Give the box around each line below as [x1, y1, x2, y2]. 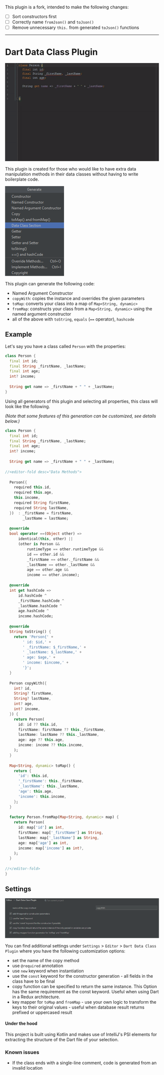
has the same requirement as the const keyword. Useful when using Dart [12, 989, 159, 994]
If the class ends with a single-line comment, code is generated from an [12, 1060, 157, 1066]
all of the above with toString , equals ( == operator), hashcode [12, 316, 135, 322]
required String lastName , [14, 505, 69, 510]
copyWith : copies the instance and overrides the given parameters [12, 296, 145, 301]
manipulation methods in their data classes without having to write [5, 171, 139, 177]
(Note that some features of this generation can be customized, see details [5, 413, 156, 419]
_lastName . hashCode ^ [18, 603, 62, 608]
